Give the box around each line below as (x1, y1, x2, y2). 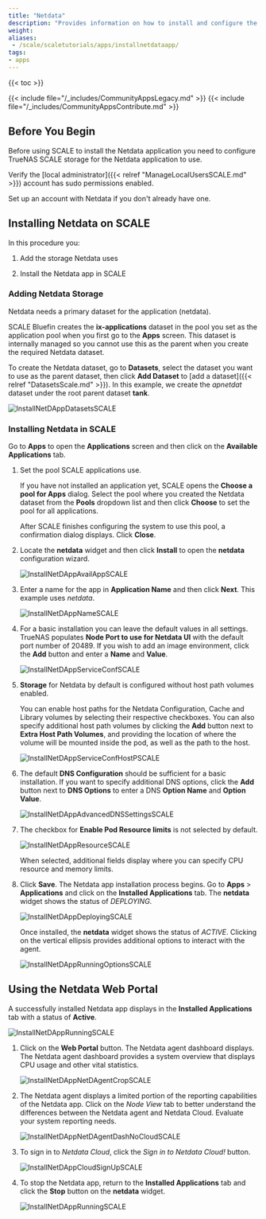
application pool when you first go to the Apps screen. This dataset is (8, 330, 237, 340)
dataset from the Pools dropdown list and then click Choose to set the (19, 498, 250, 508)
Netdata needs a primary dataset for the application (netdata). (8, 306, 211, 316)
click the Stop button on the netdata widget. (19, 1186, 165, 1196)
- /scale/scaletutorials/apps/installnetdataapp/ (11, 41, 179, 49)
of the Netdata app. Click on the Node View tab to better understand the (19, 1099, 256, 1108)
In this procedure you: (8, 238, 80, 247)
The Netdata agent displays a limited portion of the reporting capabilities (19, 1091, 257, 1100)
